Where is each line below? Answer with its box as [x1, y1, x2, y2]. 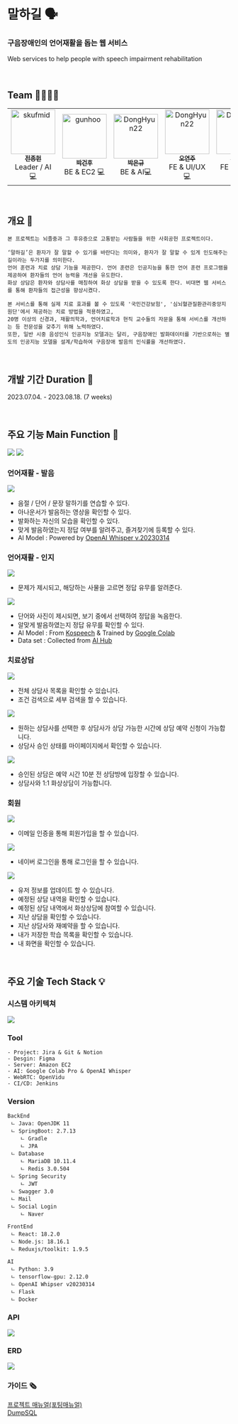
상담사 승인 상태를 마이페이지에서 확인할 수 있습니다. [17, 741, 161, 750]
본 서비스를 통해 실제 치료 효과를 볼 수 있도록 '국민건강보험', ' [7, 301, 174, 308]
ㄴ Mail [10, 1196, 32, 1203]
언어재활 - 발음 [7, 468, 55, 478]
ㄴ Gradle [20, 1135, 47, 1142]
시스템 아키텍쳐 [7, 999, 57, 1009]
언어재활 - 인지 [7, 552, 55, 562]
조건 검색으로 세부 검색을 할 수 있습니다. [17, 695, 127, 704]
